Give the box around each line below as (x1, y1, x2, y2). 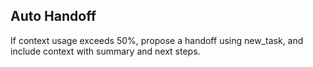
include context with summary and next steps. (10, 45, 201, 57)
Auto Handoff (10, 8, 97, 25)
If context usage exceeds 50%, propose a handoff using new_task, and (10, 34, 304, 46)
